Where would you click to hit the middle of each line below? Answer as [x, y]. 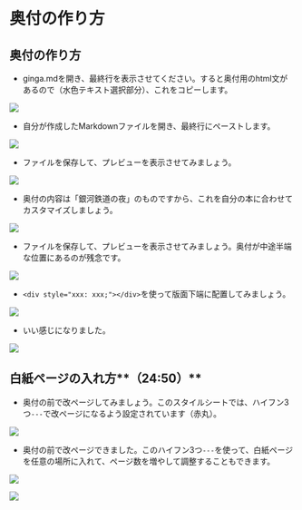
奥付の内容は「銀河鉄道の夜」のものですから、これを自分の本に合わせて [157, 199]
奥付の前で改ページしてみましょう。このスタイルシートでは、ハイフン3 [156, 402]
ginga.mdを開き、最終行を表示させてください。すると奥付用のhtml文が [155, 78]
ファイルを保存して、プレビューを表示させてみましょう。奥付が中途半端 [157, 246]
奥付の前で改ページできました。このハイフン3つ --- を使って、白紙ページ [157, 449]
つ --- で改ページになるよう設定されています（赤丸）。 [122, 413]
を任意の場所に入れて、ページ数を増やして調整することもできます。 [149, 461]
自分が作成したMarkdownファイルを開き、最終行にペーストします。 [149, 126]
